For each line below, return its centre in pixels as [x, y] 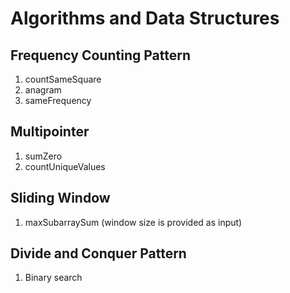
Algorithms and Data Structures [145, 18]
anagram [43, 90]
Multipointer [50, 132]
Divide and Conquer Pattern [98, 253]
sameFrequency [58, 100]
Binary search [53, 278]
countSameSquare [63, 79]
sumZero [43, 156]
